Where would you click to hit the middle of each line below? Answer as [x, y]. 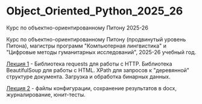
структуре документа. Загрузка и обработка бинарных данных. [88, 76]
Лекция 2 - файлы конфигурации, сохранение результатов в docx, [91, 88]
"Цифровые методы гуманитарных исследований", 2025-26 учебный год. [101, 52]
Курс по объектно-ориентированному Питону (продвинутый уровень [96, 39]
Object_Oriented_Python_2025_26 [95, 11]
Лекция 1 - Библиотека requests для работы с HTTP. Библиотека [89, 64]
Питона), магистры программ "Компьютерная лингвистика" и [87, 46]
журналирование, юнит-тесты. [46, 94]
